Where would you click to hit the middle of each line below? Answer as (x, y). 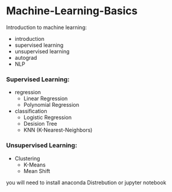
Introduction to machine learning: (46, 27)
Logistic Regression (48, 117)
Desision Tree (40, 124)
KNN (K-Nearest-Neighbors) (58, 130)
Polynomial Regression (51, 105)
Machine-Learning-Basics (72, 11)
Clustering (27, 158)
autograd (26, 57)
